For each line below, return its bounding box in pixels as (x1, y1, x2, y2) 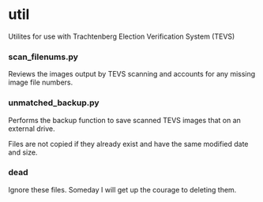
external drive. (8, 124, 55, 133)
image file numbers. (8, 77, 73, 88)
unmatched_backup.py (8, 97, 100, 108)
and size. (8, 148, 38, 157)
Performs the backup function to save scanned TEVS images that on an (8, 115, 241, 125)
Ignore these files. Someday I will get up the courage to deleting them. (8, 185, 237, 194)
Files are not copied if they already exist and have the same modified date (8, 139, 249, 148)
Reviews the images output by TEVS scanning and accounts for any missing (8, 69, 256, 79)
